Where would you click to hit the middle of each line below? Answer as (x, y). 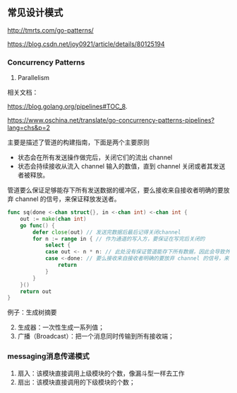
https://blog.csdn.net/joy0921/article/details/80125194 (86, 44)
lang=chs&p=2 (29, 128)
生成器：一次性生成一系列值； (61, 327)
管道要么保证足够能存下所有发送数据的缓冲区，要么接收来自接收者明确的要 (115, 190)
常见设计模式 (35, 13)
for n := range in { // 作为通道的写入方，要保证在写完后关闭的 (119, 239)
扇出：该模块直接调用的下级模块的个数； (76, 382)
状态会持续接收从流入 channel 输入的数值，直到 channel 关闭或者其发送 (121, 166)
